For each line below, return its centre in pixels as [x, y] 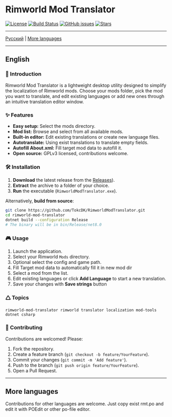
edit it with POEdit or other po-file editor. [48, 409]
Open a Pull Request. [35, 370]
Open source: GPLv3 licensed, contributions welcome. [71, 153]
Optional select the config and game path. [57, 262]
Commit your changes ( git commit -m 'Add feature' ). [70, 359]
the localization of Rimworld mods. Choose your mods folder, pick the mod [84, 90]
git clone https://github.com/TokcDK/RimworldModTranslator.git [75, 211]
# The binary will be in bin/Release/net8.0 [53, 224]
